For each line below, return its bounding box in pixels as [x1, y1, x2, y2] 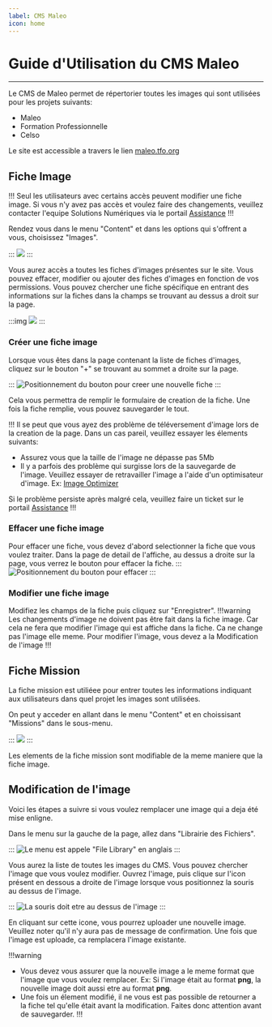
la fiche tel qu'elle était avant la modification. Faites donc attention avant [19, 1000, 261, 1010]
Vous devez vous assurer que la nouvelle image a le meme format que [19, 966, 255, 976]
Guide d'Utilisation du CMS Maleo [8, 54, 240, 73]
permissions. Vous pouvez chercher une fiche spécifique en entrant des [8, 282, 249, 292]
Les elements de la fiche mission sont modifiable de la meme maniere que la [8, 750, 263, 760]
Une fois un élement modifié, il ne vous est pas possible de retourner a [19, 991, 257, 1002]
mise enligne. [8, 813, 53, 823]
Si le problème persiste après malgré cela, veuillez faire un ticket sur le [8, 494, 244, 504]
